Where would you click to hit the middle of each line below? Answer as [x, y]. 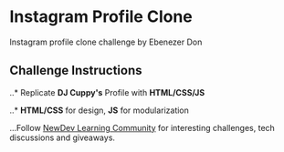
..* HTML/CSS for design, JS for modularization [100, 110]
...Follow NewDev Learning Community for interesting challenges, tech [142, 127]
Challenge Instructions [76, 71]
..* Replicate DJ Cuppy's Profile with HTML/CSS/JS [107, 92]
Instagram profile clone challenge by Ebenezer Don [106, 42]
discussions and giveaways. [63, 137]
